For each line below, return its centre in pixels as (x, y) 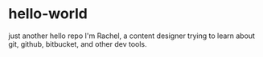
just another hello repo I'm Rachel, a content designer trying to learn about (132, 36)
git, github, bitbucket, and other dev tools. (78, 44)
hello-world (48, 14)
